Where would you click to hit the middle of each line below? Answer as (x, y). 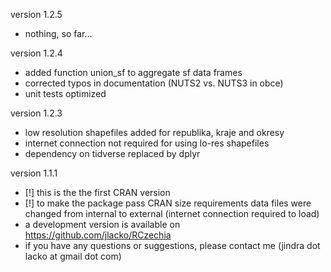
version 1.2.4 (36, 53)
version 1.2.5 (36, 14)
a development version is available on (102, 224)
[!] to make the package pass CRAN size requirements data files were (168, 203)
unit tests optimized (65, 93)
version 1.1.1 (34, 173)
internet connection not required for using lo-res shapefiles (147, 143)
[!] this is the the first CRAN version (97, 192)
